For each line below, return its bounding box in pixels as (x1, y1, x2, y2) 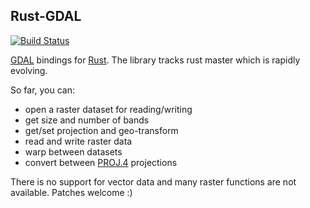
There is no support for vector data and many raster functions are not (10, 175, 297, 188)
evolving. (10, 64, 48, 76)
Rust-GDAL (10, 8, 82, 25)
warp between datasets (24, 145, 123, 158)
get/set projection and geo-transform (24, 124, 179, 136)
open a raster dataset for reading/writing (24, 103, 193, 115)
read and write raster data (24, 135, 133, 147)
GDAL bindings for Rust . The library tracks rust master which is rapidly (10, 54, 301, 66)
